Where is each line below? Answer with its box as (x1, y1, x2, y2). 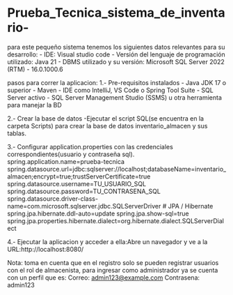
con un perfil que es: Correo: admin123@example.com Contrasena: (7, 273, 200, 282)
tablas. (7, 129, 26, 137)
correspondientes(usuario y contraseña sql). (7, 150, 135, 158)
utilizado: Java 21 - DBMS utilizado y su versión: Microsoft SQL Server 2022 (7, 57, 225, 66)
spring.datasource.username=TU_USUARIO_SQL (7, 179, 147, 188)
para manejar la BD (7, 100, 63, 109)
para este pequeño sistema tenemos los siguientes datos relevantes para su (7, 43, 225, 51)
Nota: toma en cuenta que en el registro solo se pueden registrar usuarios (7, 258, 219, 266)
